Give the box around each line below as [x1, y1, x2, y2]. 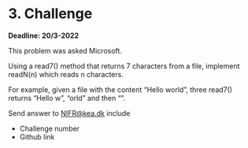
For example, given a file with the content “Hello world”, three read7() [8, 84, 233, 94]
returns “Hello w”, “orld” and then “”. [8, 93, 126, 102]
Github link [19, 131, 55, 142]
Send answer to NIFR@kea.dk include [8, 108, 131, 118]
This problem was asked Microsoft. [8, 46, 122, 55]
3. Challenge [8, 5, 93, 23]
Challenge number [19, 124, 80, 133]
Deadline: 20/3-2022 [8, 31, 80, 40]
